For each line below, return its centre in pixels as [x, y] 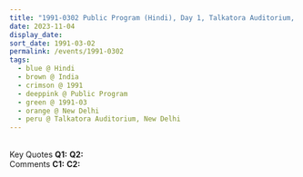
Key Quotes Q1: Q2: [46, 154]
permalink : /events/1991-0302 [67, 52]
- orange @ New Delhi [59, 111]
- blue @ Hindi [46, 69]
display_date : [36, 34]
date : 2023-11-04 [42, 26]
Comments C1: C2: [45, 164]
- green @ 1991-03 [53, 102]
